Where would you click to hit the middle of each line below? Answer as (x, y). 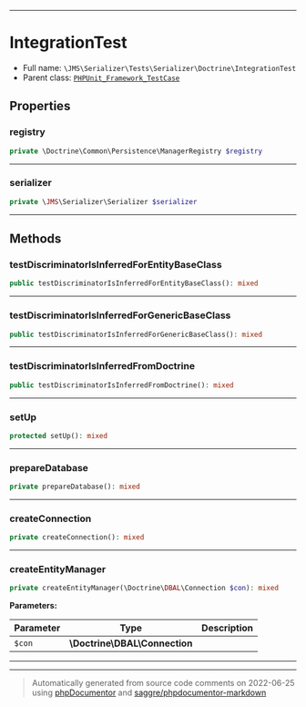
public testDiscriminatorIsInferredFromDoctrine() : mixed (122, 385)
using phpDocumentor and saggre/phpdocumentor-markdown (149, 692)
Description (227, 628)
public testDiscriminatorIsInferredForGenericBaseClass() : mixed (136, 334)
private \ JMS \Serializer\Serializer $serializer (103, 201)
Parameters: (33, 606)
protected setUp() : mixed (58, 435)
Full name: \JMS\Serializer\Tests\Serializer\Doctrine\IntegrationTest (159, 67)
